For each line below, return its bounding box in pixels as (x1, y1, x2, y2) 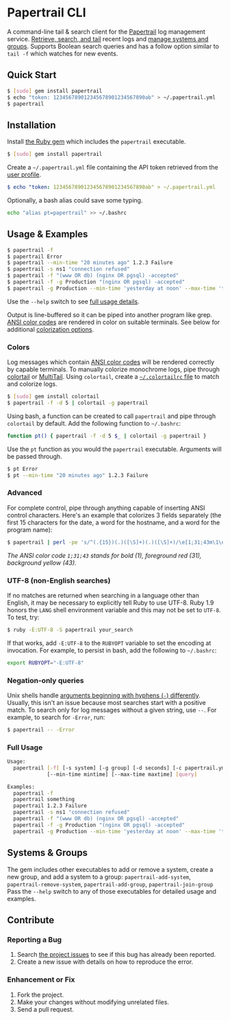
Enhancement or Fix (7, 975, 75, 984)
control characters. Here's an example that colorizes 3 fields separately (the (7, 511, 222, 519)
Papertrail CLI (7, 5, 87, 21)
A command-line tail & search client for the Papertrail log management (7, 27, 205, 36)
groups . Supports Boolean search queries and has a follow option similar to (7, 42, 219, 50)
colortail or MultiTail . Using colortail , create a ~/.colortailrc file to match (7, 373, 220, 381)
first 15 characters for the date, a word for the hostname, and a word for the (7, 518, 220, 526)
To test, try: (7, 613, 40, 621)
